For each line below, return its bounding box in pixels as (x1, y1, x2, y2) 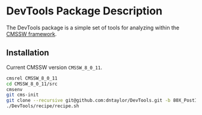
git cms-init (6, 92, 39, 98)
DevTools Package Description (6, 4, 163, 18)
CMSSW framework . (6, 30, 57, 37)
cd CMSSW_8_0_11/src (6, 81, 58, 87)
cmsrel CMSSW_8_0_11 (6, 75, 58, 81)
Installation (6, 48, 49, 58)
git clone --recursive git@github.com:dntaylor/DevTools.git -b (6, 98, 171, 104)
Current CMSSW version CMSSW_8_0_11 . (6, 63, 102, 71)
